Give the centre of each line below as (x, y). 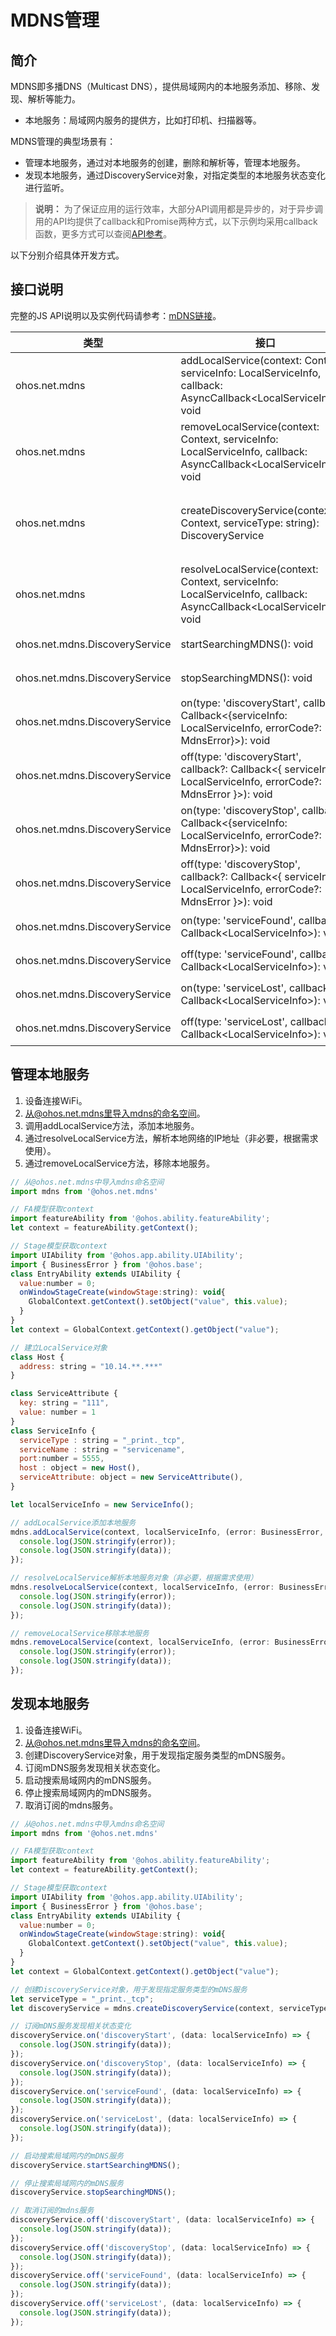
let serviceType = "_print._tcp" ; (82, 1999)
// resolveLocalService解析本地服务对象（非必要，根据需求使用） (134, 1578)
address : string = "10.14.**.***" (91, 1366)
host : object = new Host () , (80, 1468)
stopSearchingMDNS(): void (246, 678)
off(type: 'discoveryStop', (240, 864)
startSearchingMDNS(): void (247, 644)
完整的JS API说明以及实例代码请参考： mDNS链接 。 (116, 315)
